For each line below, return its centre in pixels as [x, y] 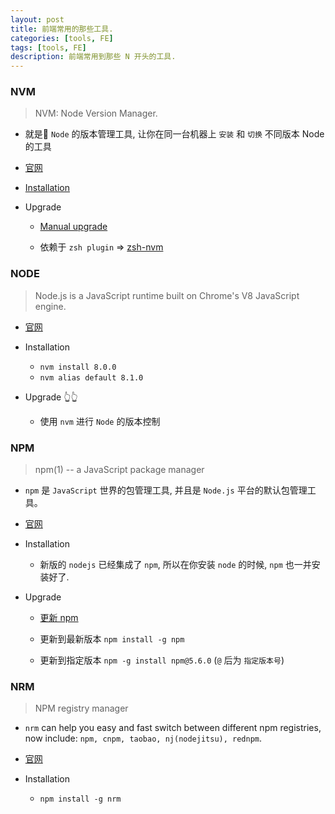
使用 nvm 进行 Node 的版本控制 [100, 421]
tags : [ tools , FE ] [48, 47]
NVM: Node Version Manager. [96, 113]
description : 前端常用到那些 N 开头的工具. [93, 57]
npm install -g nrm [80, 799]
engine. [50, 306]
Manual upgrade [73, 227]
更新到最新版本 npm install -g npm [112, 639]
